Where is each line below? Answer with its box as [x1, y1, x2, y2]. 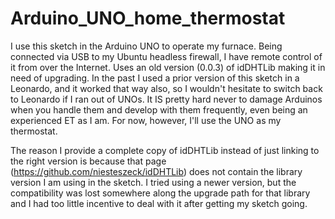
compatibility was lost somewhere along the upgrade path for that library [10, 187, 311, 199]
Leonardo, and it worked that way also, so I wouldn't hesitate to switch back [10, 82, 323, 94]
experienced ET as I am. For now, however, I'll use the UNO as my [10, 114, 282, 126]
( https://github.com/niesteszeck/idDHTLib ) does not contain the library [10, 165, 303, 177]
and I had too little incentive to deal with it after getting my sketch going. [10, 197, 308, 209]
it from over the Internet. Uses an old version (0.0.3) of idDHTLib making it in [10, 61, 326, 73]
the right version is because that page [10, 155, 167, 167]
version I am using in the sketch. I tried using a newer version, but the [10, 176, 297, 188]
